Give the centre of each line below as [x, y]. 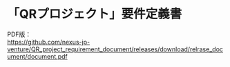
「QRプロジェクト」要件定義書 [95, 14]
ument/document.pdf [37, 56]
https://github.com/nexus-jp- [49, 42]
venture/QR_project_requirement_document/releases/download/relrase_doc [115, 49]
